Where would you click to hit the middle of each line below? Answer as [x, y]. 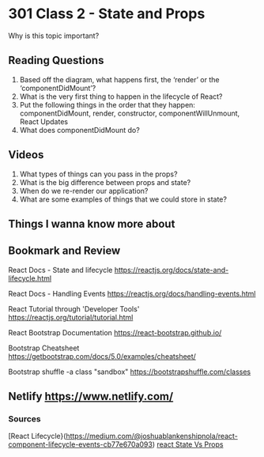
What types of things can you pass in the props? [98, 174]
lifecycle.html [30, 278]
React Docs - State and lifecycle [60, 270]
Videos [26, 155]
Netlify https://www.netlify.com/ [91, 397]
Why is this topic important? [54, 36]
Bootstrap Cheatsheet [44, 348]
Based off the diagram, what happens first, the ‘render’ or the [119, 79]
